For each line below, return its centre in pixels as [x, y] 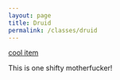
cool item [23, 53]
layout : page [30, 15]
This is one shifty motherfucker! [60, 68]
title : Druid [30, 23]
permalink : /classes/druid [53, 30]
